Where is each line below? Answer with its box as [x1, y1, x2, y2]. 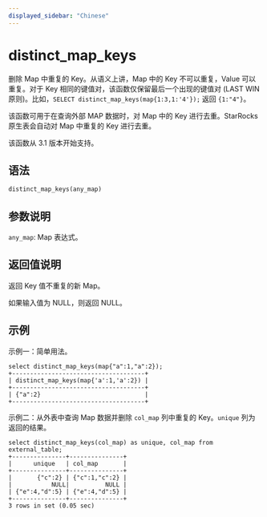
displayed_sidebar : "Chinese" [8, 11, 110, 20]
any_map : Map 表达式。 [8, 232, 83, 242]
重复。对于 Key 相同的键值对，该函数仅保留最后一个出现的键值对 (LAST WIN [8, 83, 261, 93]
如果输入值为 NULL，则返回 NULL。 [8, 297, 127, 307]
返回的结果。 [8, 422, 51, 432]
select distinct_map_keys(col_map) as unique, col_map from [8, 438, 214, 446]
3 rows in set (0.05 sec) [8, 502, 95, 510]
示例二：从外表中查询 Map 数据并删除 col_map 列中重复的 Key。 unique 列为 [8, 412, 256, 422]
